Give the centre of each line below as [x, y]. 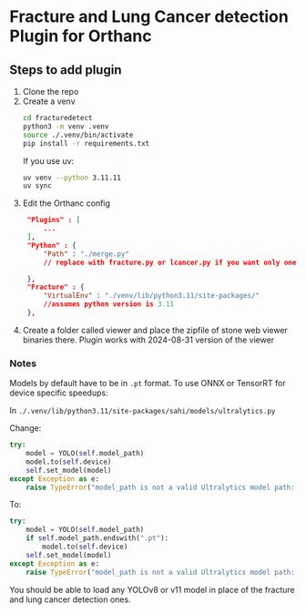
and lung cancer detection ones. [70, 599]
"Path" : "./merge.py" [86, 254]
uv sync [37, 186]
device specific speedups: [59, 393]
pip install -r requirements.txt [86, 143]
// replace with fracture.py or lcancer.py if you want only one [170, 262]
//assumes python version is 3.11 [109, 304]
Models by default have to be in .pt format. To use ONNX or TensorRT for [148, 384]
